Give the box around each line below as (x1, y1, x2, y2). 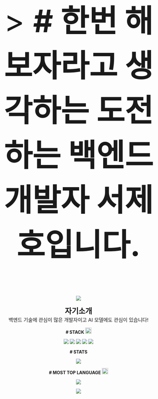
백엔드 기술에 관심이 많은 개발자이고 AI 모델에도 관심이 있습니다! (8, 317, 149, 323)
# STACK (65, 329, 84, 335)
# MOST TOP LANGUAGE (49, 370, 101, 375)
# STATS (69, 349, 88, 355)
